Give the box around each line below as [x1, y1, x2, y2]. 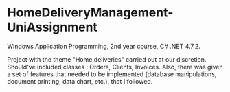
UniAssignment [7, 19, 98, 35]
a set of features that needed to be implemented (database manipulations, [7, 70, 217, 78]
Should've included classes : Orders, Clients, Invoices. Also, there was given [7, 62, 223, 71]
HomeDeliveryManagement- [7, 5, 174, 21]
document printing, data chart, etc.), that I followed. [7, 77, 153, 85]
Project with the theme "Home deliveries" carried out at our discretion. [7, 55, 207, 63]
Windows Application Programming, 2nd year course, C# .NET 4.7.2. [7, 42, 200, 50]
